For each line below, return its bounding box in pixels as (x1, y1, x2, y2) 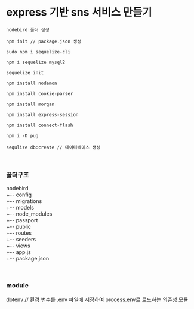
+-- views (6, 242, 31, 249)
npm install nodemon (6, 80, 58, 86)
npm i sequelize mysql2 (6, 59, 66, 65)
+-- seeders (6, 236, 36, 243)
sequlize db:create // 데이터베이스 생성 (6, 144, 101, 150)
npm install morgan (6, 101, 55, 107)
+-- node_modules (6, 210, 53, 217)
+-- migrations (6, 198, 42, 205)
